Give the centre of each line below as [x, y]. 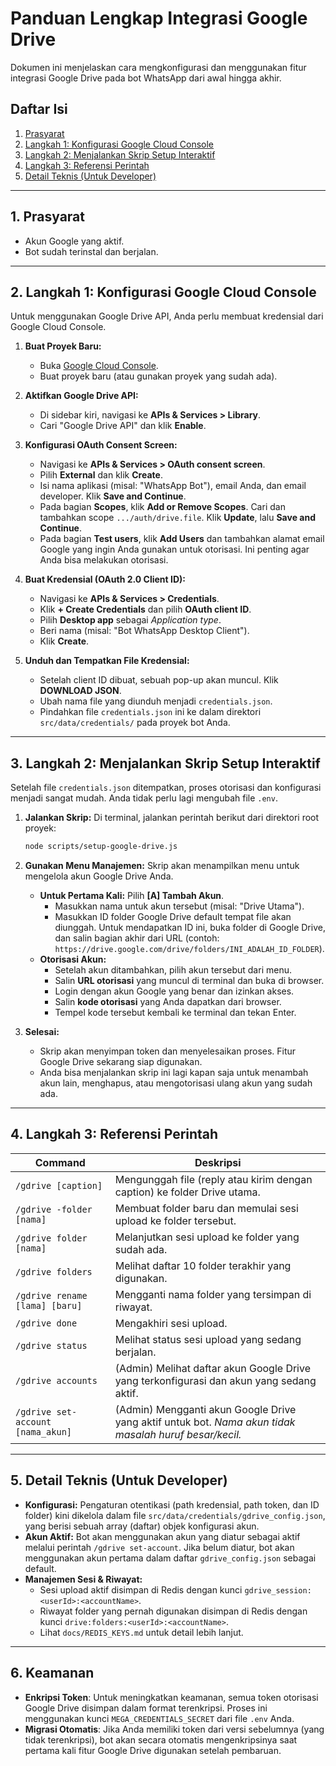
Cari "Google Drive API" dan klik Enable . [123, 426]
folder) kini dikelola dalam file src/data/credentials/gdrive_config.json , [175, 1515]
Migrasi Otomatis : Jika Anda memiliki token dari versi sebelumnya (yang [174, 1729]
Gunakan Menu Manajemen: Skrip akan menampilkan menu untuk [162, 866]
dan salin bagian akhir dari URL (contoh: [137, 938]
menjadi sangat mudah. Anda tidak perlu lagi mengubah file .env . [144, 798]
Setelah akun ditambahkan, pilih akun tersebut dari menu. [173, 970]
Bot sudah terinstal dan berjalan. [91, 251]
